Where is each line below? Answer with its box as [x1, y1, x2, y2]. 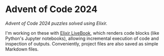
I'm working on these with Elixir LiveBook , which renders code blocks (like [5, 30, 159, 36]
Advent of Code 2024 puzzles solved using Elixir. [5, 20, 107, 26]
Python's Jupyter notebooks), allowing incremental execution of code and [5, 35, 159, 41]
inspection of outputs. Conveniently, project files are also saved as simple [5, 40, 158, 46]
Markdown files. [5, 46, 39, 52]
